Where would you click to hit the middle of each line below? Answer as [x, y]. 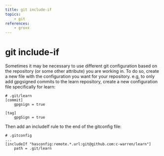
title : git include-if [28, 10]
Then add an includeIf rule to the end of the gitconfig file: [63, 126]
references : [17, 23]
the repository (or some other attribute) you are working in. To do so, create [82, 71]
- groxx [22, 28]
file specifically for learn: [30, 87]
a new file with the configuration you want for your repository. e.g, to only [80, 76]
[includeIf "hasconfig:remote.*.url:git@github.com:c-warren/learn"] [78, 144]
